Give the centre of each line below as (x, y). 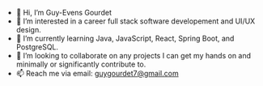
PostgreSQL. (37, 47)
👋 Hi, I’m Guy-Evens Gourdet (64, 13)
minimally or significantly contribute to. (81, 64)
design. (29, 30)
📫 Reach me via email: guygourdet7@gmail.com (98, 73)
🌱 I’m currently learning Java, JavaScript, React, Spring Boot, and (125, 38)
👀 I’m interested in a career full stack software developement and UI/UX (136, 21)
